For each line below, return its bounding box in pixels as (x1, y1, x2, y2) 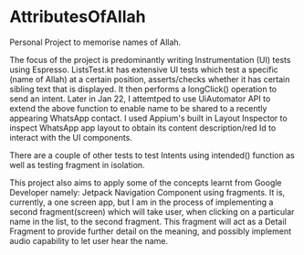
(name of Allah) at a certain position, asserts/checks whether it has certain (9, 73, 290, 84)
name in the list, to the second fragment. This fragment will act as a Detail (9, 216, 288, 227)
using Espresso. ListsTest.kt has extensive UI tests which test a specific (9, 64, 278, 75)
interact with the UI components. (9, 132, 132, 143)
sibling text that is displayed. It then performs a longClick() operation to (9, 83, 278, 94)
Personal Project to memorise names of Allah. (9, 37, 182, 48)
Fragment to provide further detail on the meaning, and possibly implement (9, 226, 292, 237)
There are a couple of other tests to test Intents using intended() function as (9, 149, 295, 161)
